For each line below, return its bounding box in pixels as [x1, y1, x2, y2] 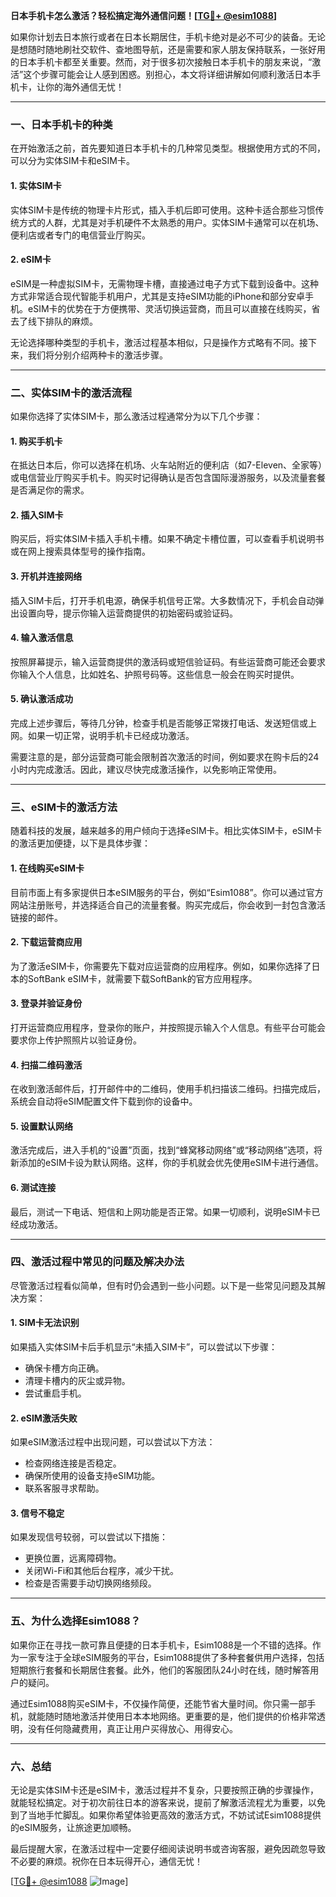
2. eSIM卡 [10, 254, 52, 266]
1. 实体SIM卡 [10, 179, 62, 191]
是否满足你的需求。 [10, 484, 90, 496]
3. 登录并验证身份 [10, 997, 83, 1009]
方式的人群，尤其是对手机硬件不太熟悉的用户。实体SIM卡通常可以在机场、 [18, 216, 325, 228]
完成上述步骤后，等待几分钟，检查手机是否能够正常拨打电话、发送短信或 [10, 717, 308, 729]
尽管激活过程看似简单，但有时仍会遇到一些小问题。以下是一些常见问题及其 [10, 1279, 317, 1291]
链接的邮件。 [10, 911, 63, 923]
